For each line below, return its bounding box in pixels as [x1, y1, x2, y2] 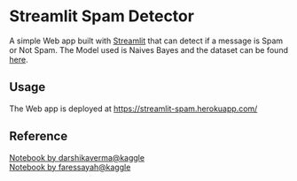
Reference [9, 129, 68, 144]
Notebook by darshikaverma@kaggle [9, 152, 145, 162]
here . [9, 54, 28, 64]
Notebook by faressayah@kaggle [9, 162, 131, 172]
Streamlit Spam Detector [9, 6, 195, 26]
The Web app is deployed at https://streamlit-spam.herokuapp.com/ [9, 103, 258, 114]
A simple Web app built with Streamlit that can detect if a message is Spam [9, 35, 284, 46]
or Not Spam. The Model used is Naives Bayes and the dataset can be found [9, 44, 288, 55]
